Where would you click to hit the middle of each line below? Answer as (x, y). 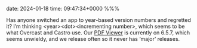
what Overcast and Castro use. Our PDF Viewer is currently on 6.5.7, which (98, 33)
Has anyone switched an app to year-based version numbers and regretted (98, 20)
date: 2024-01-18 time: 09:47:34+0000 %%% (63, 9)
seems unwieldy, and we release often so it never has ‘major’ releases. (93, 39)
